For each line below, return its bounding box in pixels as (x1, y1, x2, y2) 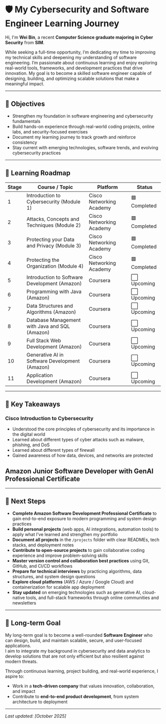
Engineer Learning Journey (5, 18, 120, 29)
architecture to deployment (12, 699, 68, 705)
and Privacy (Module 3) (26, 242, 82, 249)
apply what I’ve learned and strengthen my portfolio (12, 531, 118, 537)
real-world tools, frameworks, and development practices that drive (5, 65, 143, 71)
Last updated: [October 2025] (5, 713, 67, 719)
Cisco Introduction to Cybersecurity (5, 415, 94, 422)
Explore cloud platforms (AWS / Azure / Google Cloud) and (12, 579, 134, 585)
